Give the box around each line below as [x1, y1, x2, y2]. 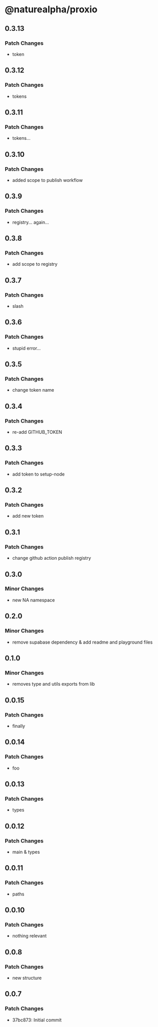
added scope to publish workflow [12, 177, 83, 183]
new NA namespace [12, 597, 55, 603]
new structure [12, 975, 42, 981]
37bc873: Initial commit [12, 1017, 62, 1023]
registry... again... [12, 219, 49, 225]
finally [12, 723, 26, 729]
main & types [12, 849, 40, 855]
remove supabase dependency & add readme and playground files [12, 639, 153, 645]
